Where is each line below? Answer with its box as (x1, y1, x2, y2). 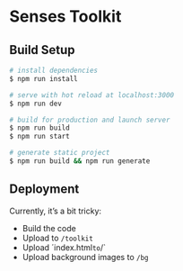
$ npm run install (9, 74, 78, 83)
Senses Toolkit (9, 6, 122, 27)
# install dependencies (9, 66, 99, 75)
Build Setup (9, 42, 75, 58)
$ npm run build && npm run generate (9, 157, 151, 166)
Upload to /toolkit (22, 232, 94, 243)
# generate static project (9, 149, 110, 158)
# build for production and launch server (9, 115, 170, 124)
